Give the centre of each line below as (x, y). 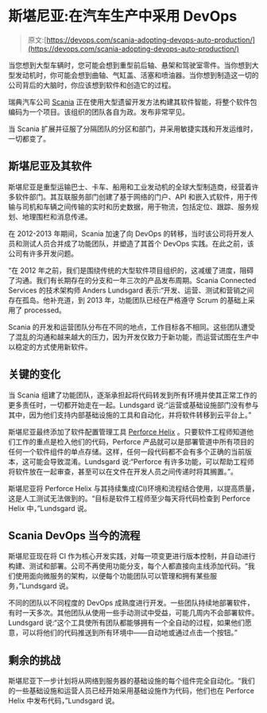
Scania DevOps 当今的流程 (74, 535)
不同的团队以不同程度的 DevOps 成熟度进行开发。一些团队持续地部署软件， (131, 603)
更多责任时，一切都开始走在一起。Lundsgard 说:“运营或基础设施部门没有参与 (133, 405)
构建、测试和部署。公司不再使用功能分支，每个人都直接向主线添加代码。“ (128, 566)
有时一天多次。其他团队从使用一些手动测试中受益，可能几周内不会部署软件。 (133, 613)
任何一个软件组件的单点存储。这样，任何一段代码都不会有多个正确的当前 (126, 451)
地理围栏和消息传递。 (57, 216)
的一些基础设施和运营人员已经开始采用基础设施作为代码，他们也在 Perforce (131, 691)
